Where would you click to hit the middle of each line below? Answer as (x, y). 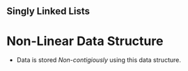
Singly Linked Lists (48, 11)
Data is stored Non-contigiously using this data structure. (99, 60)
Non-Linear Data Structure (85, 41)
